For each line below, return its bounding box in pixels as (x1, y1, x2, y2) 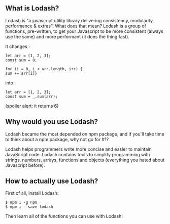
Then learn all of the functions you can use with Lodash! (5, 213, 123, 219)
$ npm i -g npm (5, 200, 38, 205)
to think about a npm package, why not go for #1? (5, 136, 109, 142)
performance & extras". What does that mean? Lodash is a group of (5, 23, 146, 29)
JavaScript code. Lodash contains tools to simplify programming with (5, 151, 151, 157)
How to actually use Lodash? (5, 177, 98, 186)
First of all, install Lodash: (5, 190, 59, 196)
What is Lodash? (5, 4, 59, 13)
